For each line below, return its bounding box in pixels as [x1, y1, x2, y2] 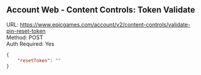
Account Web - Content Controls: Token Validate [6, 5, 196, 15]
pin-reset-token [6, 27, 46, 34]
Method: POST [6, 33, 44, 41]
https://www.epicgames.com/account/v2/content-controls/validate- [19, 21, 191, 28]
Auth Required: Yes [6, 40, 55, 47]
